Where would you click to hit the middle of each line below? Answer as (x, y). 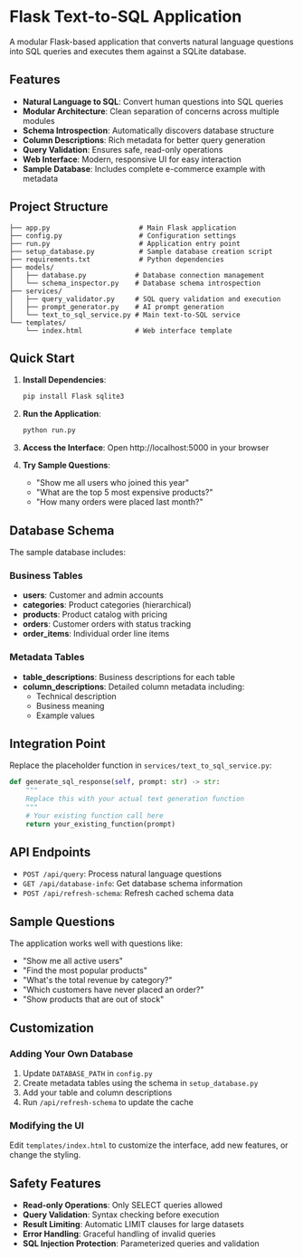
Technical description (76, 696)
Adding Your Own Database (71, 1054)
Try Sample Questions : (66, 465)
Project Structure (59, 207)
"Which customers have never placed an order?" (113, 990)
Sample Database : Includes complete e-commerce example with (144, 168)
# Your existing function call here (95, 816)
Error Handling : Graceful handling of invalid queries (119, 1234)
